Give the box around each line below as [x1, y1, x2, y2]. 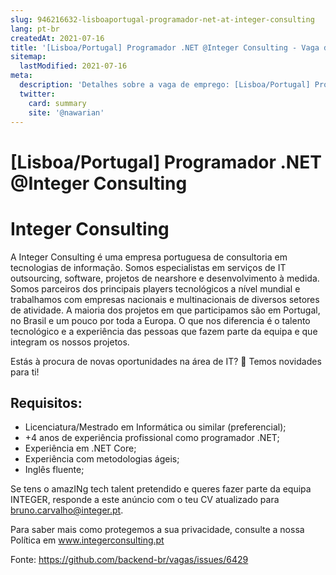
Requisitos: [10, 394, 83, 411]
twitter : [19, 89, 56, 99]
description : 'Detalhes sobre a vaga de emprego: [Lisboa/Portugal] [19, 80, 311, 90]
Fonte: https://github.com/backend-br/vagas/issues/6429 [10, 554, 249, 566]
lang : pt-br [10, 24, 60, 34]
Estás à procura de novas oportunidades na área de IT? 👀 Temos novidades [10, 355, 322, 367]
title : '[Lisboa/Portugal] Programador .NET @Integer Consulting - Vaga [10, 42, 320, 53]
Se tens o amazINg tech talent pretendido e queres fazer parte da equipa [10, 483, 312, 495]
